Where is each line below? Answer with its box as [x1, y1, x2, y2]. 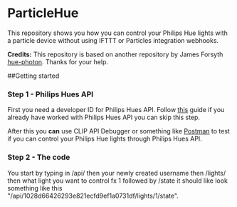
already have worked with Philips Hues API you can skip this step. [7, 113, 201, 122]
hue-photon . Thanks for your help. [7, 57, 109, 66]
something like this [7, 183, 63, 192]
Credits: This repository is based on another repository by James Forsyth [7, 50, 223, 59]
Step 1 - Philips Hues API [7, 89, 94, 99]
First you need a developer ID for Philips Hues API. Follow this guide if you [7, 106, 225, 114]
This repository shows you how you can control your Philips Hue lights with [7, 29, 228, 37]
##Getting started [7, 71, 60, 80]
